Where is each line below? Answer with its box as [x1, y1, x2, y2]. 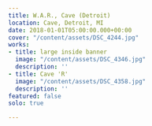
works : [8, 41, 30, 49]
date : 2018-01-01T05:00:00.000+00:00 [8, 26, 132, 34]
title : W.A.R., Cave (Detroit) [8, 11, 111, 20]
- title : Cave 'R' [8, 70, 69, 78]
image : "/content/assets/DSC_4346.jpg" [15, 56, 146, 64]
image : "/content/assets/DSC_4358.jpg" [15, 77, 146, 85]
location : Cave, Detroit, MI [8, 19, 104, 27]
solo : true [8, 99, 44, 107]
